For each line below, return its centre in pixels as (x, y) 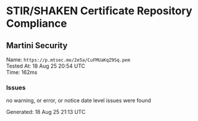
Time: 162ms (22, 72)
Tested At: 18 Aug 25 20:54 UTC (46, 66)
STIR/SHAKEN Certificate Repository (99, 11)
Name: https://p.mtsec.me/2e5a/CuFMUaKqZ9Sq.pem (68, 60)
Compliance (37, 23)
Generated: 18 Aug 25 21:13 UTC (46, 112)
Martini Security (37, 45)
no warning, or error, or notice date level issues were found (79, 101)
